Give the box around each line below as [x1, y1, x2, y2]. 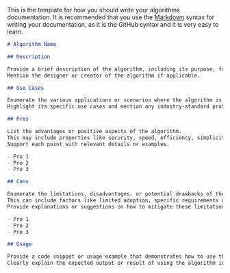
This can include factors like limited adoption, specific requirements [7, 197, 219, 204]
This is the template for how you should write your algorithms [7, 6, 180, 14]
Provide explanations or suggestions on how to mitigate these [7, 203, 192, 210]
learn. [7, 27, 24, 36]
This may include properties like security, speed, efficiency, [7, 134, 194, 141]
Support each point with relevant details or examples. [7, 141, 170, 147]
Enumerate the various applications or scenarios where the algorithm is [7, 97, 222, 104]
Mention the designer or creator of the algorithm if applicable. [7, 72, 201, 79]
